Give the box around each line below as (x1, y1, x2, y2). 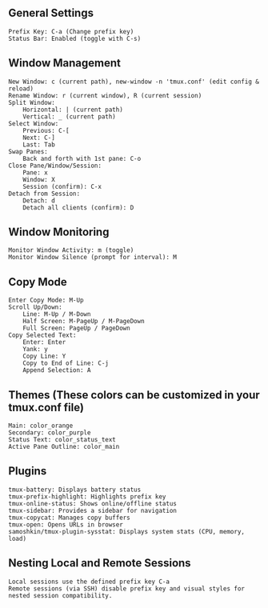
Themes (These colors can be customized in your (8, 388, 260, 402)
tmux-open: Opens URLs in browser (8, 520, 124, 529)
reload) (8, 84, 34, 93)
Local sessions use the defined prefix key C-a (8, 578, 170, 586)
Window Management (8, 56, 122, 70)
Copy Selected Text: (8, 331, 78, 339)
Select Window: (8, 119, 59, 127)
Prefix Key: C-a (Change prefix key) (8, 27, 134, 35)
